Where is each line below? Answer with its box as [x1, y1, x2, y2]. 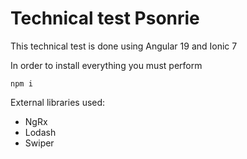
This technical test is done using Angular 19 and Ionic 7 [10, 40, 238, 52]
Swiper [24, 137, 55, 149]
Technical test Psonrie [10, 7, 200, 30]
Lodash [24, 126, 57, 138]
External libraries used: [10, 96, 106, 108]
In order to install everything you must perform [10, 59, 203, 71]
